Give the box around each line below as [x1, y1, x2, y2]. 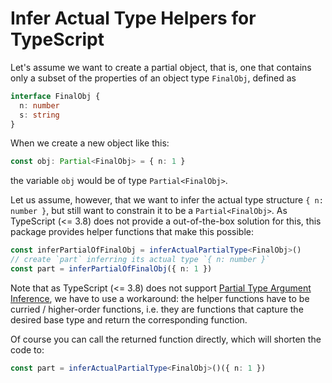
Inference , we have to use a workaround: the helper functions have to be [10, 292, 310, 304]
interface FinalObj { [10, 91, 101, 101]
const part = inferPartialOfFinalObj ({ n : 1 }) [10, 264, 213, 274]
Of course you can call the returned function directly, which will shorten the [10, 333, 322, 345]
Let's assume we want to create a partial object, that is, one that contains [10, 61, 312, 73]
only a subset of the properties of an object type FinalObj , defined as [10, 72, 297, 84]
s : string [19, 110, 60, 120]
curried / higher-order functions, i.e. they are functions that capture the [10, 303, 304, 315]
